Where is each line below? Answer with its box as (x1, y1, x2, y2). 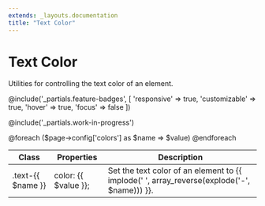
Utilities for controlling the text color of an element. (8, 79, 174, 88)
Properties (56, 152, 98, 163)
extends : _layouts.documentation (8, 11, 118, 20)
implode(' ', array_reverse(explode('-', (107, 175, 251, 186)
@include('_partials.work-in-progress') (8, 118, 135, 127)
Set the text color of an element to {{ (107, 165, 242, 176)
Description (157, 152, 203, 163)
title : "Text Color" (8, 19, 77, 27)
